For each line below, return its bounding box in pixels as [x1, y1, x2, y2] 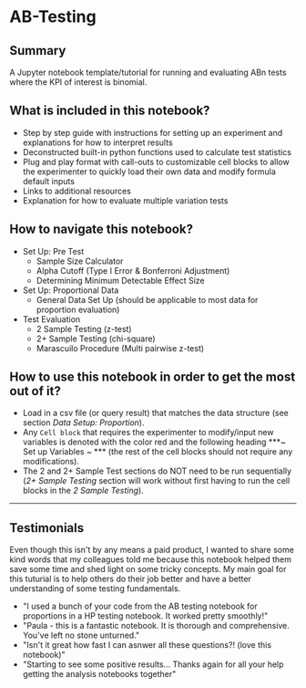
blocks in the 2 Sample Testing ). [22, 485, 144, 496]
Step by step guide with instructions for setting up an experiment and [22, 127, 283, 138]
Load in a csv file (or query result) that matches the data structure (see [22, 408, 289, 419]
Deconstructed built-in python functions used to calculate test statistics [22, 146, 291, 157]
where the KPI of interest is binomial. [9, 77, 148, 88]
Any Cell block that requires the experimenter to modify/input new [22, 427, 274, 438]
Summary [9, 43, 66, 58]
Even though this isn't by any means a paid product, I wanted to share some [9, 545, 294, 556]
